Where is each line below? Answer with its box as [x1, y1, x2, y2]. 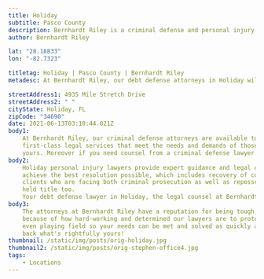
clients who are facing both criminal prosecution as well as [22, 178, 230, 186]
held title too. [22, 185, 76, 193]
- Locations [22, 259, 61, 266]
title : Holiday [8, 11, 58, 20]
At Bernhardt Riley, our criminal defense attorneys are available [22, 134, 247, 142]
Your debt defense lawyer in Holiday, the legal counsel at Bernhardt [22, 193, 258, 201]
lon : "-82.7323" [8, 55, 61, 63]
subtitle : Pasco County [8, 19, 86, 27]
